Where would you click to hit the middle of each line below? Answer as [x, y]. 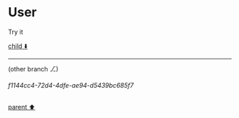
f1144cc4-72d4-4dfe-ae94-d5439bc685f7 [71, 85]
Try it [16, 32]
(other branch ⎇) [33, 69]
